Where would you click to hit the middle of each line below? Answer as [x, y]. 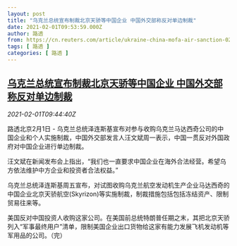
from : [15, 40]
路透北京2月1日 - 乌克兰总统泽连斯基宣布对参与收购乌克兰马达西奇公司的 [113, 128]
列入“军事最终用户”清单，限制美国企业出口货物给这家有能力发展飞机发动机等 [118, 226]
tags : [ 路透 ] [29, 47]
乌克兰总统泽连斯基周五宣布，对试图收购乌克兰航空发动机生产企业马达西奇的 [119, 185]
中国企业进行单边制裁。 [54, 146]
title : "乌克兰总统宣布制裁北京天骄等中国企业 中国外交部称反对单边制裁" [102, 20]
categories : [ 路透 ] [38, 54]
